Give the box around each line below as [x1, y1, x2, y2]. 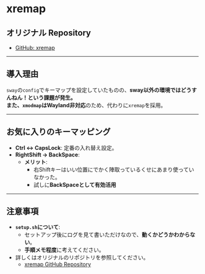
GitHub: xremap [15, 44, 55, 51]
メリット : [24, 158, 48, 166]
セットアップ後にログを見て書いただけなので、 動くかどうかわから [24, 231, 190, 239]
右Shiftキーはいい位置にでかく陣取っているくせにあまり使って [33, 166, 189, 173]
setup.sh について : [15, 223, 60, 231]
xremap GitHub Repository [24, 261, 92, 268]
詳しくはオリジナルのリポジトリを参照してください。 [15, 254, 149, 261]
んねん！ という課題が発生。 [6, 94, 76, 101]
